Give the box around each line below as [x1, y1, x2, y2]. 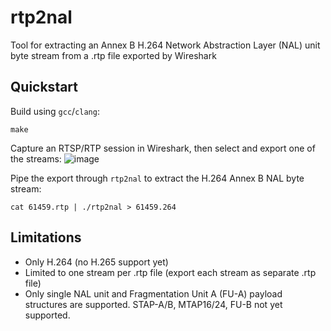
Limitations [10, 229, 82, 246]
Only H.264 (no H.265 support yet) [24, 256, 169, 268]
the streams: [10, 152, 62, 165]
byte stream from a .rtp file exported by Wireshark [10, 49, 217, 61]
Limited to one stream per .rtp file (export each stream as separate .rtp [24, 266, 317, 278]
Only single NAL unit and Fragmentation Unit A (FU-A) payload [24, 287, 283, 300]
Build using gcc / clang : [10, 105, 100, 117]
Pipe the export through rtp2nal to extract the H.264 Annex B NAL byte [10, 172, 305, 184]
